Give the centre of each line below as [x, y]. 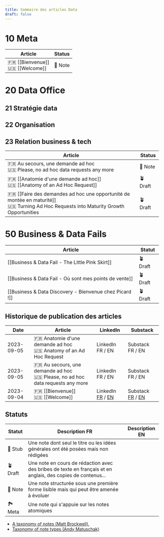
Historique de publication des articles [63, 316]
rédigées [38, 455]
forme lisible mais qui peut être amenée [73, 489]
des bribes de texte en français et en [70, 469]
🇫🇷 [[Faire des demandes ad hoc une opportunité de [69, 194]
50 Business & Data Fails [56, 234]
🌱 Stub [15, 449]
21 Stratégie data [31, 108]
